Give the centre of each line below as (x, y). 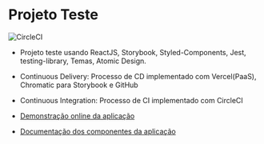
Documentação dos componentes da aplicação (98, 131)
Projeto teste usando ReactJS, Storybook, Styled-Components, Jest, (133, 52)
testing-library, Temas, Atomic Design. (83, 61)
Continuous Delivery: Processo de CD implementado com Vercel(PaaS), (138, 76)
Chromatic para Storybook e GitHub (79, 85)
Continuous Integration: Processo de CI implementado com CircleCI (132, 100)
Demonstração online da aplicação (77, 116)
